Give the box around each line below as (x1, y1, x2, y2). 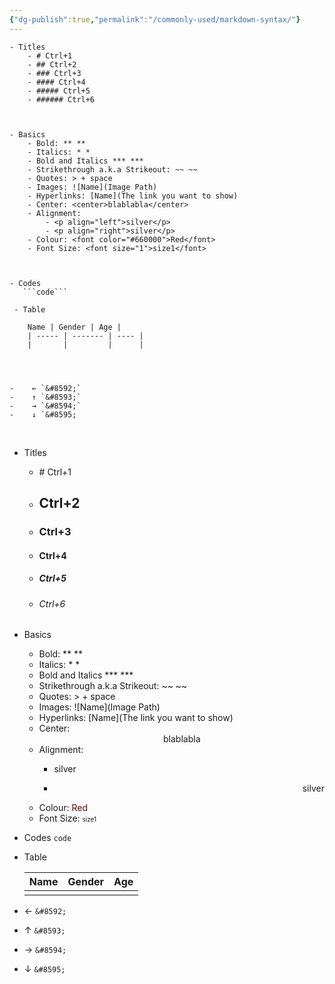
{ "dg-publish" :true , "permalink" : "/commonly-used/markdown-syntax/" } (9, 14, 301, 25)
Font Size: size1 (38, 812, 97, 825)
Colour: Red (38, 802, 89, 814)
